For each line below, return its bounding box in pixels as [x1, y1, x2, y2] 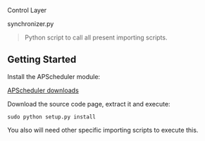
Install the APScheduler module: [7, 72, 101, 80]
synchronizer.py [7, 20, 54, 27]
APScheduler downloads [7, 86, 79, 94]
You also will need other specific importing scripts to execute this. [7, 125, 199, 134]
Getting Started [7, 54, 77, 66]
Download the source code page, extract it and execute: [7, 99, 170, 108]
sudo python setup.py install [7, 113, 97, 121]
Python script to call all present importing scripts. [24, 33, 168, 42]
